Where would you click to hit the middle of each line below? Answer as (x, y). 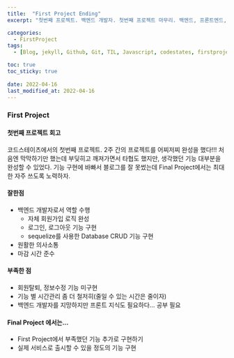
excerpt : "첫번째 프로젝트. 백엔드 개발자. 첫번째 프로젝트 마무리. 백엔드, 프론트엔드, (117, 20)
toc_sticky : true (32, 71)
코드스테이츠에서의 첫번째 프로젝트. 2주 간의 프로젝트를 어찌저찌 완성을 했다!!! (112, 149)
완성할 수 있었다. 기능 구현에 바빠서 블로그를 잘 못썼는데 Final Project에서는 (109, 167)
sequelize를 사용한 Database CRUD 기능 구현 (91, 236)
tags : (15, 46)
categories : (24, 33)
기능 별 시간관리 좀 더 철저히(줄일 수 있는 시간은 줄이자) (92, 296)
